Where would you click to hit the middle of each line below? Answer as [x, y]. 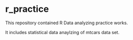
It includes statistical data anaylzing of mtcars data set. [62, 32]
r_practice [27, 9]
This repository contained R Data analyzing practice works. [67, 23]
